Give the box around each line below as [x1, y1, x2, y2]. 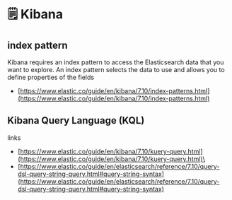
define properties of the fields [7, 73, 94, 81]
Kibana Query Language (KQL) [7, 114, 145, 127]
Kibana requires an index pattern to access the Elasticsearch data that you [7, 58, 224, 66]
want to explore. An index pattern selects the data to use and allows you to [7, 66, 225, 73]
